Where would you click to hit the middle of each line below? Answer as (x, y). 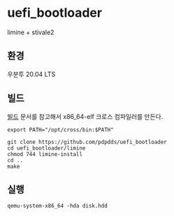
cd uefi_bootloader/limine (46, 148)
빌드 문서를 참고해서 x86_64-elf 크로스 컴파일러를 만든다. (85, 116)
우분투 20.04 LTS (31, 74)
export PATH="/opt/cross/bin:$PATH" (60, 130)
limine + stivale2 (31, 32)
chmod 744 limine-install (45, 154)
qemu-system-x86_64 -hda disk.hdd (58, 206)
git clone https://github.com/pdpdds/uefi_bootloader (87, 142)
